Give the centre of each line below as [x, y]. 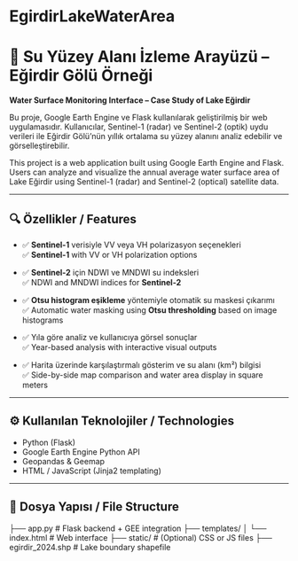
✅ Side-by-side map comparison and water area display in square [142, 375]
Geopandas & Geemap [63, 461]
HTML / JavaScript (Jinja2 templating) [92, 471]
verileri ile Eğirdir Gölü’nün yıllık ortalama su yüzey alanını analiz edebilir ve [146, 136]
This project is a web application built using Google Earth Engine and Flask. [147, 163]
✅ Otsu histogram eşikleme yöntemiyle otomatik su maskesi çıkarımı [148, 300]
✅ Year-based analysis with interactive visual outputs [119, 347]
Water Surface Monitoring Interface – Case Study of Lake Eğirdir [130, 100]
